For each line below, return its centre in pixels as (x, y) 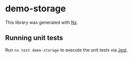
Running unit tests (34, 38)
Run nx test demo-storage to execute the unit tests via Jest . (66, 50)
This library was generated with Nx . (42, 22)
